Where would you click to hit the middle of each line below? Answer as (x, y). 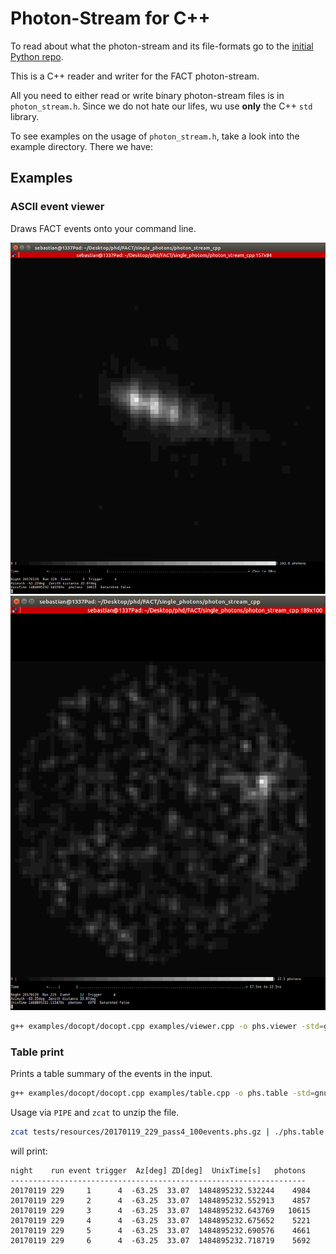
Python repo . (37, 56)
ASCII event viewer (57, 207)
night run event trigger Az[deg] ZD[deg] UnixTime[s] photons (158, 1171)
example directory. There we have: (82, 146)
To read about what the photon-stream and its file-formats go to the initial (162, 46)
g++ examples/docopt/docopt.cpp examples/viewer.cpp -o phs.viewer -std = (167, 1027)
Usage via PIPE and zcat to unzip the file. (95, 1113)
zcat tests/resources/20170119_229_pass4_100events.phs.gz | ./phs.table (167, 1132)
